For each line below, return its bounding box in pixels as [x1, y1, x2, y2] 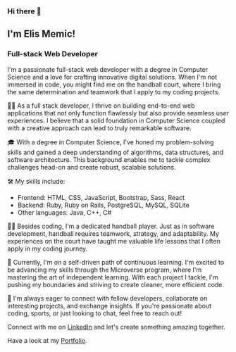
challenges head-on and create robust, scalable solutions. [7, 163, 176, 171]
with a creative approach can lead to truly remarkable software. [7, 123, 192, 132]
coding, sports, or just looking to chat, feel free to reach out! [7, 309, 182, 318]
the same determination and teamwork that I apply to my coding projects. [7, 87, 221, 96]
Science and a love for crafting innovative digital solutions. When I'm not [7, 73, 217, 81]
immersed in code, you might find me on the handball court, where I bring [7, 80, 221, 89]
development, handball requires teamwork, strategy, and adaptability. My [7, 229, 220, 238]
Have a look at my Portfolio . [7, 336, 87, 344]
